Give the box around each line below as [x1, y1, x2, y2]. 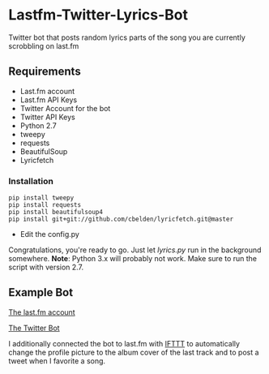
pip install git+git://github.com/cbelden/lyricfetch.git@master [8, 215, 233, 224]
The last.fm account [8, 307, 75, 317]
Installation [8, 175, 54, 187]
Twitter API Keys [19, 112, 75, 122]
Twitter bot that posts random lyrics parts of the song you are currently [8, 32, 246, 42]
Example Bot [8, 286, 74, 299]
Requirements [8, 65, 81, 79]
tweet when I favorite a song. [8, 355, 106, 366]
